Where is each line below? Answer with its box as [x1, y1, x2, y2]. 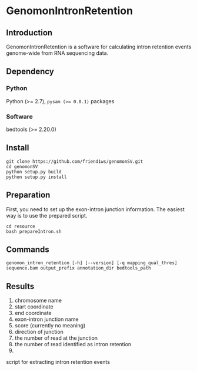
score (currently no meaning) [14, 322, 86, 329]
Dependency [6, 67, 54, 77]
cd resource [6, 223, 35, 229]
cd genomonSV [6, 163, 38, 169]
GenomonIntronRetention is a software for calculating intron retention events [6, 43, 192, 50]
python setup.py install [6, 174, 67, 180]
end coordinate [14, 310, 52, 317]
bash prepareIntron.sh [6, 228, 62, 234]
